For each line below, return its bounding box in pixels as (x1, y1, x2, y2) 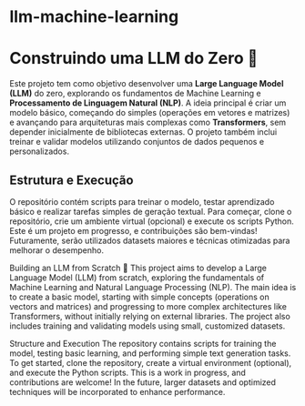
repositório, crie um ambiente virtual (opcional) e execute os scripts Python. (9, 216, 294, 227)
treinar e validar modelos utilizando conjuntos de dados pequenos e (9, 137, 265, 147)
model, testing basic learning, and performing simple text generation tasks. (9, 348, 291, 359)
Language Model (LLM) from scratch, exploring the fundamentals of (9, 271, 265, 283)
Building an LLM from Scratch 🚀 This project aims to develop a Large (9, 262, 267, 273)
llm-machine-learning (9, 6, 179, 27)
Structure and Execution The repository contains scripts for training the (9, 338, 277, 349)
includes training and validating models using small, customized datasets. (9, 320, 286, 331)
